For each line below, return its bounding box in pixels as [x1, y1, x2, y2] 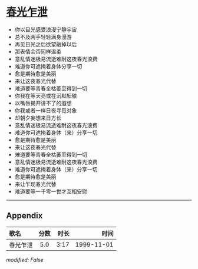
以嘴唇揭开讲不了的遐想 [14, 99, 72, 107]
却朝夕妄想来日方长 [14, 114, 62, 121]
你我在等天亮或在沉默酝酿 [14, 92, 77, 99]
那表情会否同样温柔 [14, 48, 62, 55]
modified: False [6, 256, 44, 263]
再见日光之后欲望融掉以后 [14, 41, 77, 48]
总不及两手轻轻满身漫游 [14, 33, 72, 40]
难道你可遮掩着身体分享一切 [14, 62, 82, 69]
